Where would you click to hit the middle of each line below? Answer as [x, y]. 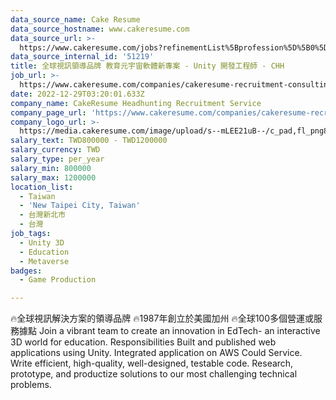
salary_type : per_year [57, 159]
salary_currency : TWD [55, 150]
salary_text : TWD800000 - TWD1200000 [89, 141]
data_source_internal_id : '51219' [82, 57]
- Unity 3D [42, 242]
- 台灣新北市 [43, 215]
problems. [31, 385]
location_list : [42, 187]
